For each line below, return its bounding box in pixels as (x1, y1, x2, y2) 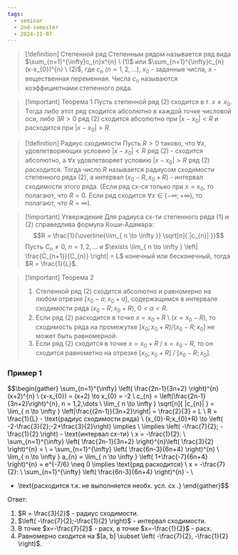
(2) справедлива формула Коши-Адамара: (24, 220, 155, 229)
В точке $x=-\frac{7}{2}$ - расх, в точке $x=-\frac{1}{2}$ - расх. (17, 524, 212, 533)
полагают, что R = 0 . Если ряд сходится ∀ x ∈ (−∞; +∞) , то (24, 191, 203, 200)
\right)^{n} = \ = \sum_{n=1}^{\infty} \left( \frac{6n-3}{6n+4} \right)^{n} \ (7, 445, 219, 454)
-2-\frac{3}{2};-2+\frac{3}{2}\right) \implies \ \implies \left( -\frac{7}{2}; (7, 422, 219, 431)
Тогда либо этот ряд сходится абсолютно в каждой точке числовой (24, 106, 232, 115)
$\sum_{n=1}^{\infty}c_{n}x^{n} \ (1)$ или (24, 58, 147, 66)
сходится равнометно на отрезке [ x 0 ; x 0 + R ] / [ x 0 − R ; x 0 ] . (35, 349, 212, 359)
